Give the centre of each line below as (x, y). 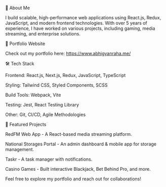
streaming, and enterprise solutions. (43, 34)
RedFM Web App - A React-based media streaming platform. (69, 134)
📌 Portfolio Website (25, 44)
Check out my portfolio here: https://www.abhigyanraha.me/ (68, 53)
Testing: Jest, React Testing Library (42, 105)
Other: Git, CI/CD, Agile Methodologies (46, 115)
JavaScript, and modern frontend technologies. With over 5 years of (76, 23)
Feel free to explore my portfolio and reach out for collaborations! (73, 179)
